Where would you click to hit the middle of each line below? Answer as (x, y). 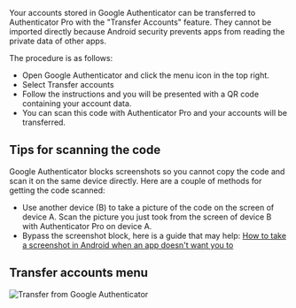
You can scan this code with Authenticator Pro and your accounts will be (155, 113)
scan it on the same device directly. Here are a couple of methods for (136, 181)
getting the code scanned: (57, 190)
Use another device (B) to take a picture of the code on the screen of (148, 207)
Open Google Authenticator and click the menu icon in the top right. (146, 75)
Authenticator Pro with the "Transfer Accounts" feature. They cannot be (140, 22)
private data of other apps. (58, 41)
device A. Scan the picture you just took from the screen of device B (147, 217)
